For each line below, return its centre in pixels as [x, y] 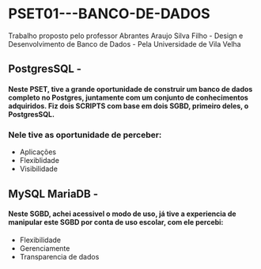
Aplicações [38, 152]
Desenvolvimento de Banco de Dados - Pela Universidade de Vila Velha [125, 44]
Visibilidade [38, 169]
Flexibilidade [40, 240]
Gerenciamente [45, 248]
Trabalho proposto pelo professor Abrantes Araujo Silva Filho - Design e [126, 36]
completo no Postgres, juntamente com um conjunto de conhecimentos [129, 97]
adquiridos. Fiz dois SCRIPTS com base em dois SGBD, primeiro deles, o [129, 106]
